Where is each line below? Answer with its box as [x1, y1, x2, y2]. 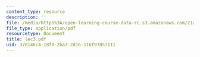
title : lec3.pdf [6, 36, 46, 42]
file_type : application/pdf [6, 25, 76, 31]
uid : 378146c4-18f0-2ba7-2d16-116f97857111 [6, 42, 116, 48]
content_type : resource [6, 8, 65, 15]
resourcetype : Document [6, 31, 65, 37]
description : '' [6, 14, 46, 20]
